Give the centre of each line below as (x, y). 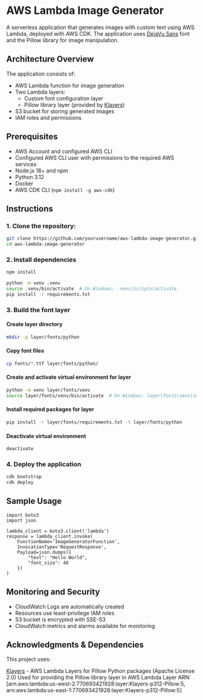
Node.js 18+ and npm (41, 171)
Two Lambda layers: (40, 92)
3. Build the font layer (38, 310)
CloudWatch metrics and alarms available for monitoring (85, 626)
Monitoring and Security (53, 592)
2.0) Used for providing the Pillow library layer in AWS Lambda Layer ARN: (99, 678)
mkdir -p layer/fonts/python (43, 337)
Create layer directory (34, 324)
